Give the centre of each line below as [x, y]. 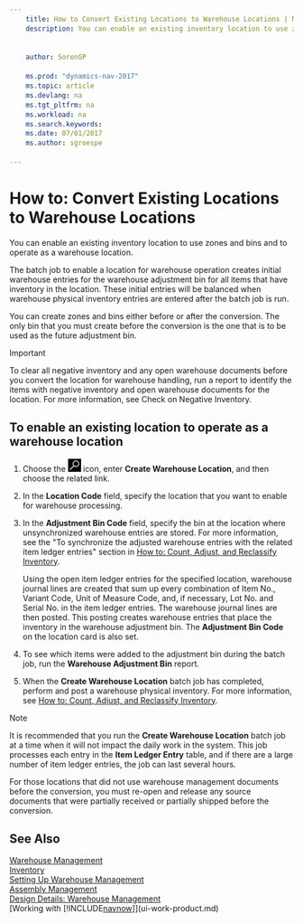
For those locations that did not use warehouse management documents [144, 781]
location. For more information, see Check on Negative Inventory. [131, 399]
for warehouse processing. [73, 505]
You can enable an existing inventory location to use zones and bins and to [148, 242]
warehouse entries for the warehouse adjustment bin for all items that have [149, 279]
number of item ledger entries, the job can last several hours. [123, 764]
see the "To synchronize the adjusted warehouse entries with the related [157, 542]
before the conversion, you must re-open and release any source [130, 791]
